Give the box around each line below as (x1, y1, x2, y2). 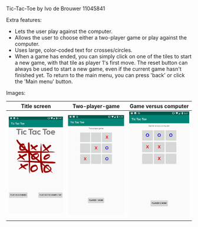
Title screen (21, 103, 51, 110)
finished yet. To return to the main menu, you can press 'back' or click (14, 72, 185, 78)
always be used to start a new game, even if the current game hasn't (14, 65, 181, 73)
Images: (6, 90, 26, 96)
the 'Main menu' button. (14, 78, 73, 85)
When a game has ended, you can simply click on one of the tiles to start (14, 53, 192, 60)
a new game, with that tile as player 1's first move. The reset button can (14, 59, 188, 66)
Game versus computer (129, 103, 189, 110)
